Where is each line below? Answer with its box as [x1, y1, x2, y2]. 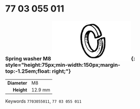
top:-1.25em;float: [5, 68, 51, 75]
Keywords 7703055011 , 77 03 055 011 [5, 98, 82, 104]
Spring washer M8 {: [5, 55, 135, 62]
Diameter [7, 80, 28, 86]
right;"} [52, 68, 72, 75]
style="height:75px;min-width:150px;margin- [5, 61, 121, 68]
